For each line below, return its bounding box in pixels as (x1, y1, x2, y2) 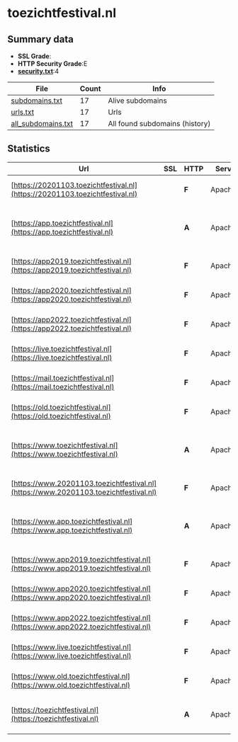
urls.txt (11, 108, 34, 117)
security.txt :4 (17, 67, 59, 75)
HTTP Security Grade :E (17, 59, 88, 68)
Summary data (7, 33, 74, 45)
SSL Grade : (17, 52, 52, 60)
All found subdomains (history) (108, 119, 211, 128)
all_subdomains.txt (11, 119, 73, 128)
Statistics (7, 143, 51, 155)
